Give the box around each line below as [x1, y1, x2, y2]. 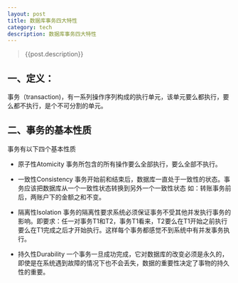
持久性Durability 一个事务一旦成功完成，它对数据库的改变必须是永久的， [17, 249, 229, 258]
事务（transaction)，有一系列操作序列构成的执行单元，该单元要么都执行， [7, 93, 223, 101]
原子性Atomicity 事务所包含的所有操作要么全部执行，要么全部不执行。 [17, 160, 222, 168]
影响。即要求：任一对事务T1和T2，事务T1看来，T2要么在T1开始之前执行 [17, 217, 228, 225]
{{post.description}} [24, 50, 84, 58]
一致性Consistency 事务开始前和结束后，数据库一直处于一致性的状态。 [17, 175, 225, 183]
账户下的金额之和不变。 [36, 192, 105, 201]
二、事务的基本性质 [7, 124, 92, 136]
